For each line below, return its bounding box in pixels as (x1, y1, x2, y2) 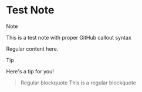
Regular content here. (6, 45, 59, 52)
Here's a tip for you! (6, 68, 55, 75)
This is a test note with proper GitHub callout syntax (6, 34, 132, 41)
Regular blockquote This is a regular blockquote (20, 79, 137, 86)
